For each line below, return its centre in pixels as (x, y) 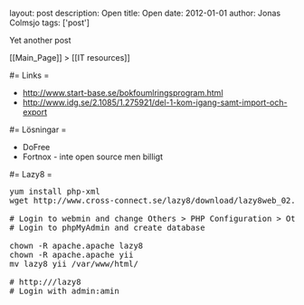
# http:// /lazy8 (45, 282)
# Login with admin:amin (64, 291)
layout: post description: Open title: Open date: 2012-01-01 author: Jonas (145, 13)
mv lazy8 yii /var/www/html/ (74, 264)
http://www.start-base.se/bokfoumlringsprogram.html (123, 93)
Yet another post (40, 40)
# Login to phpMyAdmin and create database (107, 228)
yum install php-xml (55, 191)
